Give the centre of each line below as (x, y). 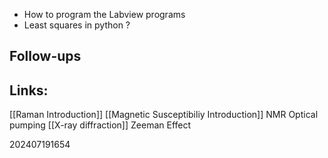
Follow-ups (45, 56)
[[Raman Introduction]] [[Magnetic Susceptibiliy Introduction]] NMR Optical (164, 115)
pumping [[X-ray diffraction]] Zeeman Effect (100, 125)
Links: (29, 90)
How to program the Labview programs (104, 14)
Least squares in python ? (77, 25)
